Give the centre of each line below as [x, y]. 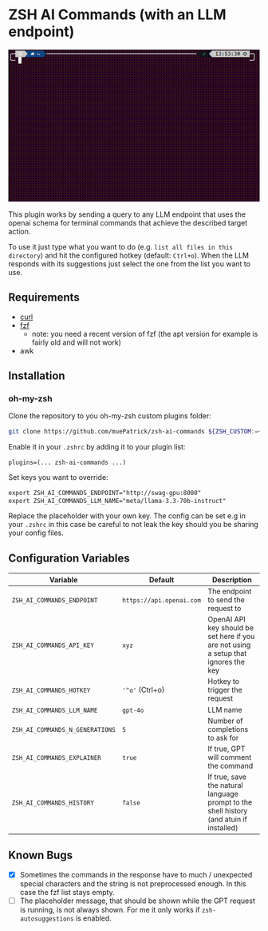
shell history [228, 811]
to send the [226, 599]
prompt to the [230, 802]
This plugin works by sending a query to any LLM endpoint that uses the [127, 214]
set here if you [231, 637]
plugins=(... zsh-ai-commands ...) [67, 463]
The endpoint [230, 591]
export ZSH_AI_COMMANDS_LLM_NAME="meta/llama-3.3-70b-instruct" [117, 501]
